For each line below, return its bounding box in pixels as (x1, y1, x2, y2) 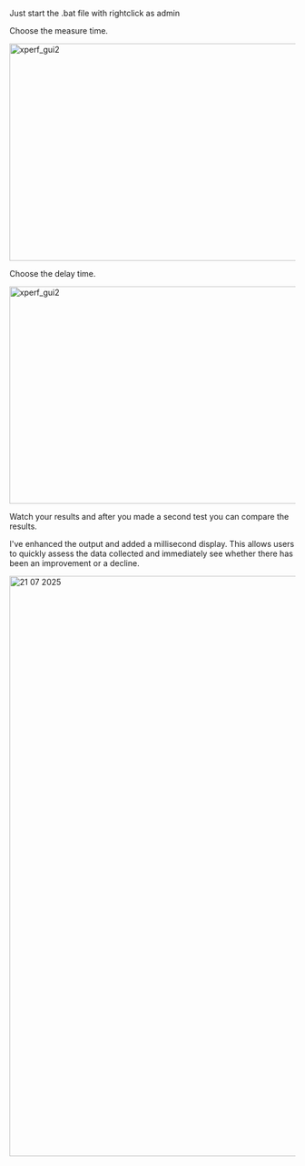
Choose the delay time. (9, 269, 96, 279)
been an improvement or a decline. (9, 558, 140, 568)
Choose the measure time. (9, 25, 109, 35)
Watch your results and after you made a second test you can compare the (9, 512, 290, 522)
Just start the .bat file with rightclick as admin (9, 8, 180, 18)
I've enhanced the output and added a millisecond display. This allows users (9, 539, 295, 549)
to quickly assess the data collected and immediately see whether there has (9, 548, 293, 559)
